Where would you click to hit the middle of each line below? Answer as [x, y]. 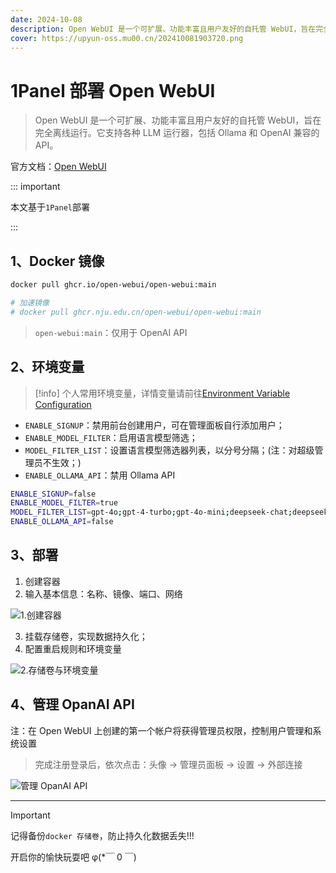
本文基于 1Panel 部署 [50, 207]
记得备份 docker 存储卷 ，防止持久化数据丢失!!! [102, 835]
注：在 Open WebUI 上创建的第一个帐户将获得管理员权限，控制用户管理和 [161, 730]
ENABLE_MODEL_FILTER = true [64, 503]
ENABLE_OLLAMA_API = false [62, 522]
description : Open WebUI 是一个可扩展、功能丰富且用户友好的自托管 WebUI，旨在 [163, 29]
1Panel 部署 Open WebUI [113, 90]
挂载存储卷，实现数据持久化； [86, 636]
